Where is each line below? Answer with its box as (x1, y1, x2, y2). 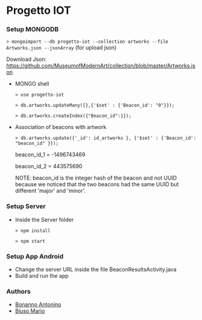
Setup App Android (6, 252, 64, 260)
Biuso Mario (14, 307, 45, 315)
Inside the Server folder (14, 216, 74, 223)
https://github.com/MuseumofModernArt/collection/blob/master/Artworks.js (6, 62, 196, 69)
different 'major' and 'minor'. (14, 187, 86, 195)
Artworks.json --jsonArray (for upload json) (6, 44, 117, 51)
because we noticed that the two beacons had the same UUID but (14, 181, 179, 188)
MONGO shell (14, 80, 49, 87)
